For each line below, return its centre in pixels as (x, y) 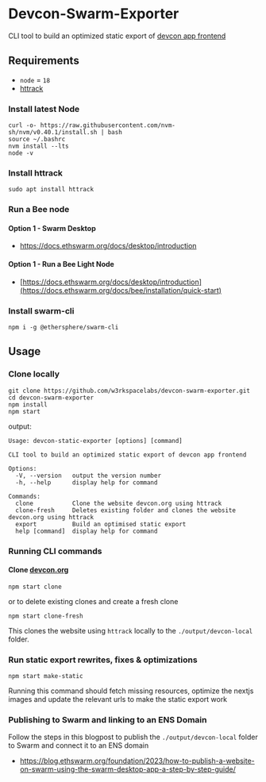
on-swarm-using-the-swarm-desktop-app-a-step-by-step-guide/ (128, 769)
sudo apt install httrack (51, 190)
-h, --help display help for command (87, 482)
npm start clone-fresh (46, 616)
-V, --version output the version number (88, 476)
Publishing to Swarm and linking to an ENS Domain (108, 720)
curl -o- (23, 125)
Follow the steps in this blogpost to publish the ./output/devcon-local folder (133, 737)
